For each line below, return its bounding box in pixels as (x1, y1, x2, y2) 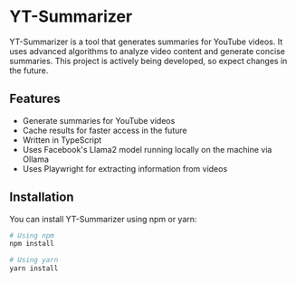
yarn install (9, 264, 59, 273)
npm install (9, 240, 54, 249)
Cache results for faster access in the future (22, 125, 187, 136)
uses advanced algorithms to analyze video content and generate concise (9, 45, 285, 56)
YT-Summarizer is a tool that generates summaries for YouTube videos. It (9, 36, 283, 47)
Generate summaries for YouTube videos (22, 115, 176, 126)
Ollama (22, 154, 50, 164)
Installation (9, 190, 74, 205)
